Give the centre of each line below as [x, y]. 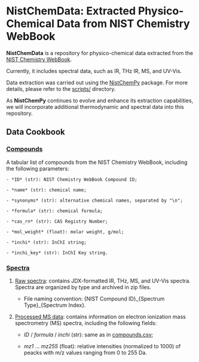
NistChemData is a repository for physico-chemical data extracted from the [99, 53]
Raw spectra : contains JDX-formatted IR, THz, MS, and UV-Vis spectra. [103, 281]
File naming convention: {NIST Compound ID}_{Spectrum [94, 299]
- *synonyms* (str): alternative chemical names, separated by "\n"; [95, 200]
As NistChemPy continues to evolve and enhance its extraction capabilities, [100, 101]
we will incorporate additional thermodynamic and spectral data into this [95, 107]
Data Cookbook [36, 132]
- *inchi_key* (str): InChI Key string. [57, 253]
